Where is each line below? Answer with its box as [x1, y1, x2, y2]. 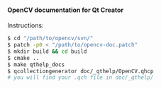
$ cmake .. [7, 54, 40, 61]
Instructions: [7, 21, 44, 30]
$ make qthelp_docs [7, 61, 65, 68]
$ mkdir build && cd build [7, 48, 87, 55]
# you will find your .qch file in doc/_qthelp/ [7, 74, 154, 81]
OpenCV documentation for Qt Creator [7, 6, 124, 14]
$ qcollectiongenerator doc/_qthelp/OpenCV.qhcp [7, 68, 154, 75]
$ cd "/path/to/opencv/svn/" [7, 35, 94, 42]
